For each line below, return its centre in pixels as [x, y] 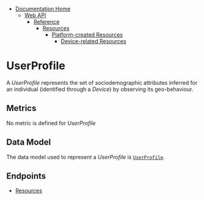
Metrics [21, 108]
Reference [46, 22]
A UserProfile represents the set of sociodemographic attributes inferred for [102, 82]
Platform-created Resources [87, 35]
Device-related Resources [93, 41]
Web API [35, 15]
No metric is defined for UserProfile [51, 123]
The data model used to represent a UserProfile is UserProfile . [86, 157]
